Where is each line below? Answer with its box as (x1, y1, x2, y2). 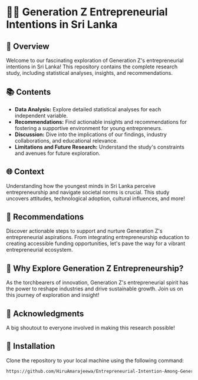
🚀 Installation (6, 341, 55, 351)
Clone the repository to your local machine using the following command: (6, 356, 184, 364)
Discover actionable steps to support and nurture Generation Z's (6, 227, 163, 234)
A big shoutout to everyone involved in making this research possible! (6, 324, 175, 332)
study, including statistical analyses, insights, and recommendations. (6, 70, 173, 76)
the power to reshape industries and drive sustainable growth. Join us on (6, 285, 184, 292)
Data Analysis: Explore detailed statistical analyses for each (14, 105, 161, 113)
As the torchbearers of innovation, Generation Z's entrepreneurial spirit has (6, 279, 189, 286)
